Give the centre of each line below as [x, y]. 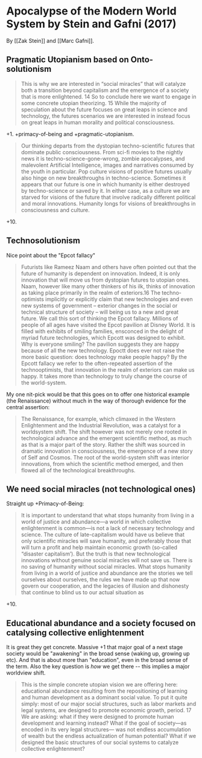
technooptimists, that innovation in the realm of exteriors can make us [108, 369]
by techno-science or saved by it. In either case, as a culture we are [105, 190]
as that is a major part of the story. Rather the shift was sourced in [103, 444]
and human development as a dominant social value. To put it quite [104, 698]
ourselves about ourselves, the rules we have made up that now [100, 580]
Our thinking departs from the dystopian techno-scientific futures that [108, 146]
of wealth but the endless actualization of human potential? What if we [109, 736]
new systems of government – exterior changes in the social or [99, 305]
